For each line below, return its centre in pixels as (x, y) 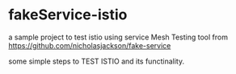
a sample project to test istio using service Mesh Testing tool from (118, 37)
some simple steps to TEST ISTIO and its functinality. (96, 61)
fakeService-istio (68, 15)
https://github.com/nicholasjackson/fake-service (90, 45)
